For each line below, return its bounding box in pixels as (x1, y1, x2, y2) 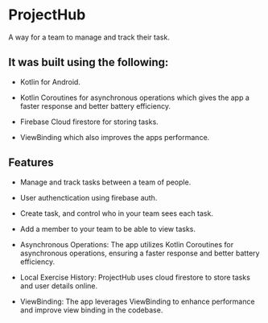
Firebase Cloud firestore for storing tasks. (19, 117, 159, 126)
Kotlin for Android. (19, 77, 80, 86)
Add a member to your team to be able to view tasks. (19, 224, 196, 234)
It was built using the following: (8, 56, 169, 69)
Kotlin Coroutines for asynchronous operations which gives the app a (19, 93, 249, 102)
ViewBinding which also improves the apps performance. (19, 132, 210, 142)
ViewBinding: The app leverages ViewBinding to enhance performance (19, 296, 255, 306)
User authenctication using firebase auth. (19, 193, 158, 202)
